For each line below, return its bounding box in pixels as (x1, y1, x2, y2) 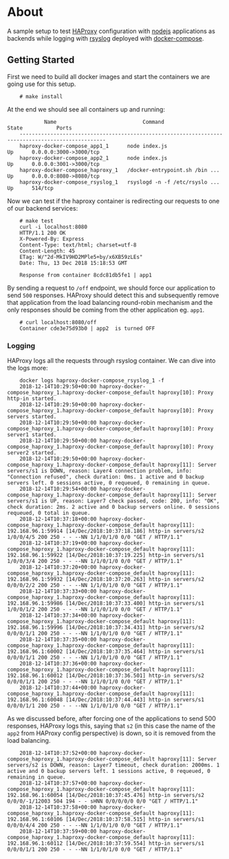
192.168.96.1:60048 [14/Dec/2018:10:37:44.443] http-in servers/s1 (7, 697, 205, 703)
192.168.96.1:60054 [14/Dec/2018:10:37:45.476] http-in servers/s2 (7, 792, 205, 799)
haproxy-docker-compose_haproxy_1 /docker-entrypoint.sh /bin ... (19, 167, 220, 173)
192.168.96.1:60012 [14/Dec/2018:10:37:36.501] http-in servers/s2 (7, 672, 205, 679)
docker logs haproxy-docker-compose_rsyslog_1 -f (19, 377, 165, 384)
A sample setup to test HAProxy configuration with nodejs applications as (7, 27, 215, 35)
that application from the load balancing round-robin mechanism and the (7, 298, 213, 306)
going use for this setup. (7, 80, 76, 88)
